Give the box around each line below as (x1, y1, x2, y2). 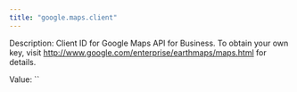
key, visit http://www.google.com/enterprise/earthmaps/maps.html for (9, 46, 267, 58)
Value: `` (9, 73, 40, 85)
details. (9, 56, 37, 67)
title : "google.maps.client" (9, 13, 118, 22)
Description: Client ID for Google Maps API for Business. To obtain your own (9, 38, 289, 48)
